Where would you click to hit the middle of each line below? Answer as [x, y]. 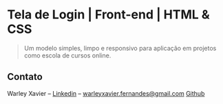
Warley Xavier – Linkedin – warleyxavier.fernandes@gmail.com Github [106, 93]
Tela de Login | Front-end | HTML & [108, 15]
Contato [25, 77]
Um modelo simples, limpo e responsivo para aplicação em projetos [120, 48]
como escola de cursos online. [67, 55]
